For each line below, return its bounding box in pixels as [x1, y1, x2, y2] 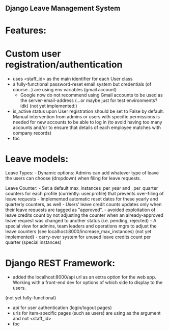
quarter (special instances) [5, 239, 62, 245]
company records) [12, 130, 52, 136]
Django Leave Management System [5, 4, 121, 13]
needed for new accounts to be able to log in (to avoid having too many [12, 119, 162, 125]
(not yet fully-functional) [5, 295, 57, 301]
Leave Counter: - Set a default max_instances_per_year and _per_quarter [5, 185, 158, 191]
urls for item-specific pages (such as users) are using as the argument [12, 310, 161, 316]
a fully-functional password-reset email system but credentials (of [12, 81, 152, 87]
